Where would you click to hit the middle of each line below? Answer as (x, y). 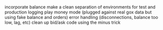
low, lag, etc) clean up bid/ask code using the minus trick (62, 22)
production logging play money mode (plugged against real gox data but (78, 12)
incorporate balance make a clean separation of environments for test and (80, 7)
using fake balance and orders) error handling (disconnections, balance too (81, 17)
